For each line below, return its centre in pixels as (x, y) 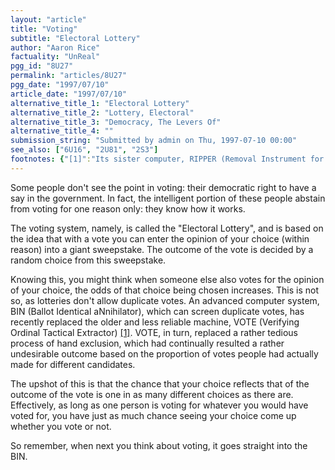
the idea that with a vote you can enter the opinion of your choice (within (160, 238)
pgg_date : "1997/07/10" (60, 85)
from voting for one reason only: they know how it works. (128, 208)
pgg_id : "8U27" (42, 66)
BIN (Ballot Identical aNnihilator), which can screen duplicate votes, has (157, 311)
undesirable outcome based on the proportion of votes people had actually (164, 353)
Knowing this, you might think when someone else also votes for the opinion (167, 279)
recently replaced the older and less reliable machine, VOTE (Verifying (155, 322)
